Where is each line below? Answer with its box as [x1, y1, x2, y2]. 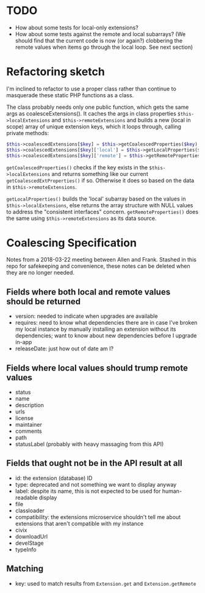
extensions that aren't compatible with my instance [15, 520, 144, 527]
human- [162, 487, 182, 495]
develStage [15, 539, 44, 547]
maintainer [15, 421, 43, 429]
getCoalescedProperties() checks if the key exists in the [6, 163, 148, 171]
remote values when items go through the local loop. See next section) [15, 43, 193, 51]
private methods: [6, 129, 49, 136]
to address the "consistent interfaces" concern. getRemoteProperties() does [6, 208, 199, 215]
